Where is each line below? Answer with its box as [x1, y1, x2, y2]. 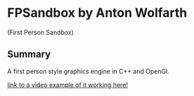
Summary [7, 48, 51, 60]
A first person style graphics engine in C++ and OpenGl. [7, 67, 169, 75]
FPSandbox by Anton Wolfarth [7, 5, 188, 21]
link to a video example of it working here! [7, 81, 128, 89]
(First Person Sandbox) [7, 28, 74, 36]
